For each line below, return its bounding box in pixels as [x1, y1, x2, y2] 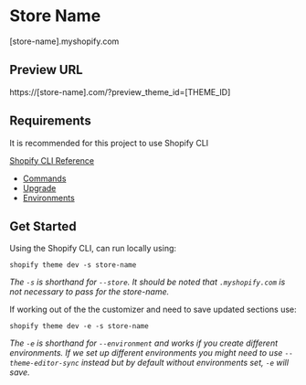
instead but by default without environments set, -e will [80, 358, 290, 369]
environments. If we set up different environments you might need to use [9, 348, 283, 358]
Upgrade [22, 182, 57, 193]
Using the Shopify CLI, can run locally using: [9, 243, 176, 254]
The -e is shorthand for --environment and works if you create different [9, 337, 279, 348]
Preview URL [9, 62, 84, 78]
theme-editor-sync [9, 358, 79, 369]
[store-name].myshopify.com [9, 36, 120, 47]
